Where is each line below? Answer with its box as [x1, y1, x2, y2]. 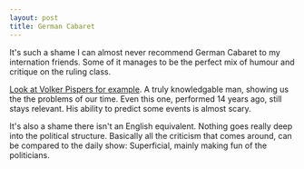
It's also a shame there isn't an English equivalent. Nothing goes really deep [9, 120, 293, 132]
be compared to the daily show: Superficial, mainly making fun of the [9, 140, 268, 151]
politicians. [9, 149, 50, 160]
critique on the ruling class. [9, 65, 112, 77]
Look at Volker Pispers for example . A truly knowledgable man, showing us [9, 84, 289, 94]
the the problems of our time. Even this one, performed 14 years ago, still [9, 93, 282, 104]
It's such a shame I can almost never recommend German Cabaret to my [9, 46, 281, 57]
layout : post [9, 13, 59, 23]
